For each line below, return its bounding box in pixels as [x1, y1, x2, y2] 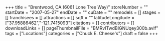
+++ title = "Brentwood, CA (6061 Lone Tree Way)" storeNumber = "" [5, 4, 148, 10]
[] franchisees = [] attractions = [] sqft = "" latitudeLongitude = [5, 15, 134, 20]
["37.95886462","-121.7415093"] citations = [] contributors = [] [5, 20, 134, 26]
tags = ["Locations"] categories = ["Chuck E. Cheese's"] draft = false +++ [5, 31, 158, 36]
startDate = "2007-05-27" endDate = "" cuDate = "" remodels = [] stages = [5, 9, 161, 15]
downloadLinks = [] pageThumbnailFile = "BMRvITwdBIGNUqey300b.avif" [5, 25, 158, 31]
